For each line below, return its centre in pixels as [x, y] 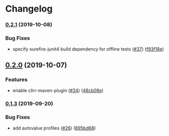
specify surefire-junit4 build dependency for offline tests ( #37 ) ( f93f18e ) [88, 49]
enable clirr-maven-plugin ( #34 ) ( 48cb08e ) [58, 90]
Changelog [29, 9]
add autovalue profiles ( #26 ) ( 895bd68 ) [54, 128]
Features [16, 79]
